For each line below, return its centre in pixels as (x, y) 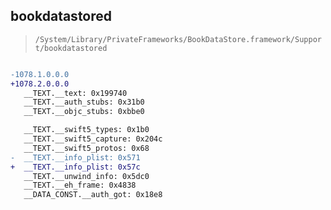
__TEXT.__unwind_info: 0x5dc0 (86, 176)
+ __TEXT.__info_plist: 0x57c (75, 167)
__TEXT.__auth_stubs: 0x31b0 (84, 102)
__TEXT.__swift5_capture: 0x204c (93, 139)
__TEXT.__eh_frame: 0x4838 (80, 185)
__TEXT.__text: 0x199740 (75, 93)
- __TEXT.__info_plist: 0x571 (75, 157)
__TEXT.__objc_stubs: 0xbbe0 (84, 112)
